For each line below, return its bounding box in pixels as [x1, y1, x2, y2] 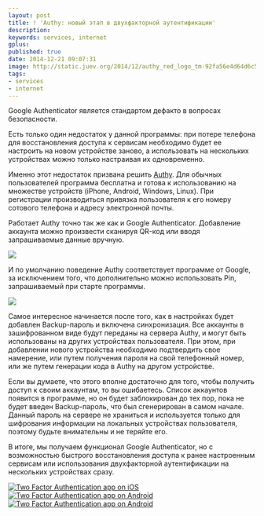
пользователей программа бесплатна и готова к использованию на [8, 178, 236, 188]
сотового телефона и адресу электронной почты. [8, 203, 174, 213]
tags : [8, 70, 26, 78]
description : [8, 26, 51, 34]
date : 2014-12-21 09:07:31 [8, 56, 97, 64]
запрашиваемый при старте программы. [8, 282, 145, 291]
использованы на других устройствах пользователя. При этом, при [8, 337, 236, 346]
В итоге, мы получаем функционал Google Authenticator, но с [8, 442, 214, 452]
